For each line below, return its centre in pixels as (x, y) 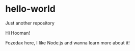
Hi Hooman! (18, 33)
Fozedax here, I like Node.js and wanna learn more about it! (67, 43)
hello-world (31, 9)
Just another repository (30, 23)
